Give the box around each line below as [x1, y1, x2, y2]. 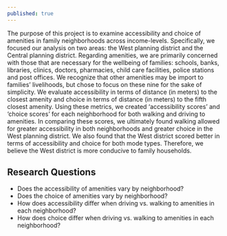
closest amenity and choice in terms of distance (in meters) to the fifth [7, 95, 206, 104]
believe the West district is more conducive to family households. [7, 146, 192, 155]
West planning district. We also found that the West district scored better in [7, 132, 220, 140]
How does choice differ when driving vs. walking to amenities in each [17, 214, 215, 222]
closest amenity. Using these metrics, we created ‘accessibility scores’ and [7, 102, 220, 110]
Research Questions [7, 166, 96, 178]
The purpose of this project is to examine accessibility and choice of [7, 29, 202, 37]
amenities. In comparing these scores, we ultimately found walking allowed [7, 117, 220, 125]
